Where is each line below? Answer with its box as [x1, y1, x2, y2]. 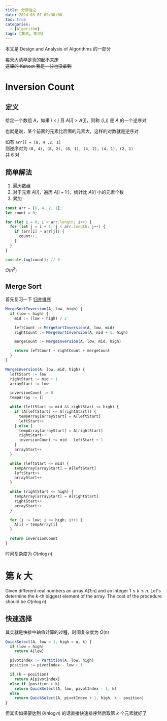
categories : [5, 21, 30, 27]
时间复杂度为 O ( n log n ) [5, 551, 53, 557]
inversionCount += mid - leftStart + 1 [18, 437, 103, 443]
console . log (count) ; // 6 [5, 257, 60, 262]
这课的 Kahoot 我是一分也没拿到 [5, 63, 72, 69]
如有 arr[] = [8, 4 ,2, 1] [5, 139, 61, 145]
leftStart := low [10, 371, 47, 377]
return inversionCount [10, 536, 58, 541]
